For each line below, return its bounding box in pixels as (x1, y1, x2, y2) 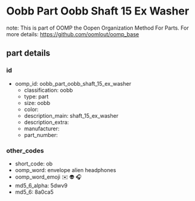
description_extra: (24, 118, 69, 126)
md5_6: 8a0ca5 (14, 188, 54, 196)
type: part (24, 92, 49, 100)
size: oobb (24, 99, 50, 106)
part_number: (24, 131, 58, 138)
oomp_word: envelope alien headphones (14, 166, 117, 173)
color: (24, 106, 39, 113)
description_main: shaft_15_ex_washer (24, 112, 119, 119)
